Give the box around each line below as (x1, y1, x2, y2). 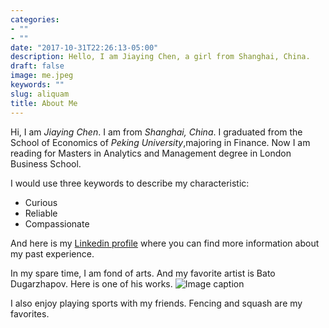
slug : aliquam (10, 89, 70, 99)
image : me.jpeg (10, 71, 74, 81)
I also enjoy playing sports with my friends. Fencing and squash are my (10, 297, 303, 309)
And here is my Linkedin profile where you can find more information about (10, 237, 320, 249)
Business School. (10, 157, 82, 170)
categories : (10, 14, 60, 25)
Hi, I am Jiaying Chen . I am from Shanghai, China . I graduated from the (10, 126, 303, 138)
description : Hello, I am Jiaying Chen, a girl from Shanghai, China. (10, 52, 311, 62)
